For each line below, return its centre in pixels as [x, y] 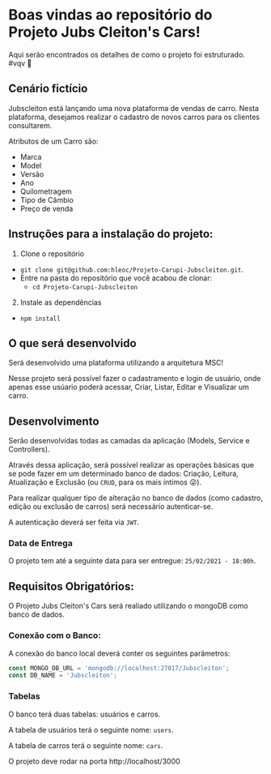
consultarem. [30, 125]
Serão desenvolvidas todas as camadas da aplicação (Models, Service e [129, 441]
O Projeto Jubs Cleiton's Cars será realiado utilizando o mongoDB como [128, 606]
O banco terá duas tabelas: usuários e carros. [85, 714]
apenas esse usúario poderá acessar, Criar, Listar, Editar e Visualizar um [129, 387]
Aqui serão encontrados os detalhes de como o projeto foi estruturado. [127, 54]
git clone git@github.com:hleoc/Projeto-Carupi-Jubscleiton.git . [132, 269]
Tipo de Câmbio [47, 199]
